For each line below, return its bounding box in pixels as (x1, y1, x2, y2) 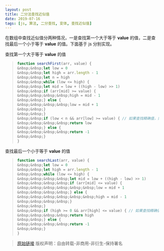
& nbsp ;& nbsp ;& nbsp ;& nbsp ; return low (17, 121, 92, 125)
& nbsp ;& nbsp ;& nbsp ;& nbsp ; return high (17, 213, 94, 218)
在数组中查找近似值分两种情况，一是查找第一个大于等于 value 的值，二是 (5, 35, 152, 41)
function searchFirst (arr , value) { (17, 61, 92, 66)
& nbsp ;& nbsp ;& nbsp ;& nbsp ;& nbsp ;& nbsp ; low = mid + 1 (17, 185, 124, 190)
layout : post (5, 7, 32, 12)
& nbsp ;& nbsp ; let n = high (17, 75, 70, 80)
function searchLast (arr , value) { (17, 158, 90, 163)
